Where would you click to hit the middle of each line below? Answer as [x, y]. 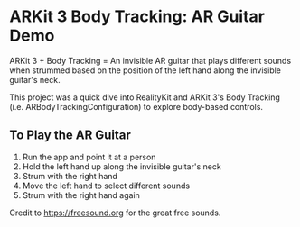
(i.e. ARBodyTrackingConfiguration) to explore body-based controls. [136, 106]
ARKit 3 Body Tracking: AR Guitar [137, 17]
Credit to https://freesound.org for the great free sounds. [115, 213]
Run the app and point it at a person [89, 157]
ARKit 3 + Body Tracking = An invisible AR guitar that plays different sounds [150, 60]
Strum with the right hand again [81, 195]
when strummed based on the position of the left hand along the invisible [145, 70]
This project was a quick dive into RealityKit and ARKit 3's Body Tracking [145, 97]
